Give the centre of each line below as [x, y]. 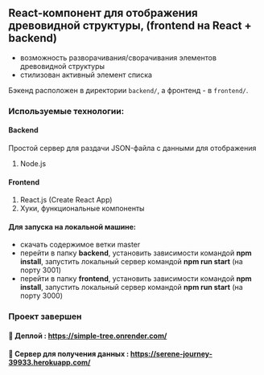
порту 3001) [41, 270]
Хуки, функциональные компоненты [82, 209]
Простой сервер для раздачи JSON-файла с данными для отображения [132, 148]
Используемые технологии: [66, 111]
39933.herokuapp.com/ [49, 363]
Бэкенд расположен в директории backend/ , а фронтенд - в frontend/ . [128, 90]
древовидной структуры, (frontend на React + [130, 26]
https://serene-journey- [171, 354]
